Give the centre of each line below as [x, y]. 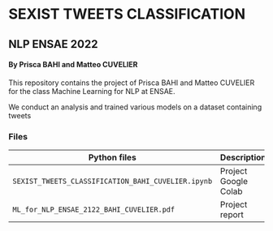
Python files [112, 157]
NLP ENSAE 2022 [53, 44]
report [232, 215]
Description [243, 157]
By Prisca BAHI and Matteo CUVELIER [73, 65]
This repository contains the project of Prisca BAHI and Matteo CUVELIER [132, 83]
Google [234, 182]
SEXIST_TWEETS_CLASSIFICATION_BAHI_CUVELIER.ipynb [113, 182]
